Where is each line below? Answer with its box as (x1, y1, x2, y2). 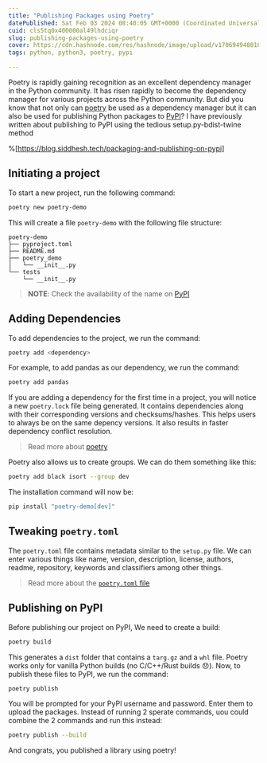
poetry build (8, 638, 52, 646)
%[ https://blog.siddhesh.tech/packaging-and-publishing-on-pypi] (8, 144, 225, 153)
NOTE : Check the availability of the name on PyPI (27, 288, 190, 299)
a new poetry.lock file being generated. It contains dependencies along (8, 401, 244, 411)
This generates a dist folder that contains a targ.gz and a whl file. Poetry (8, 652, 248, 662)
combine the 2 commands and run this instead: (8, 716, 163, 726)
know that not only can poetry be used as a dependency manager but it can (8, 103, 257, 112)
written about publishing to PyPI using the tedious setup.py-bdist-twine (8, 120, 242, 129)
